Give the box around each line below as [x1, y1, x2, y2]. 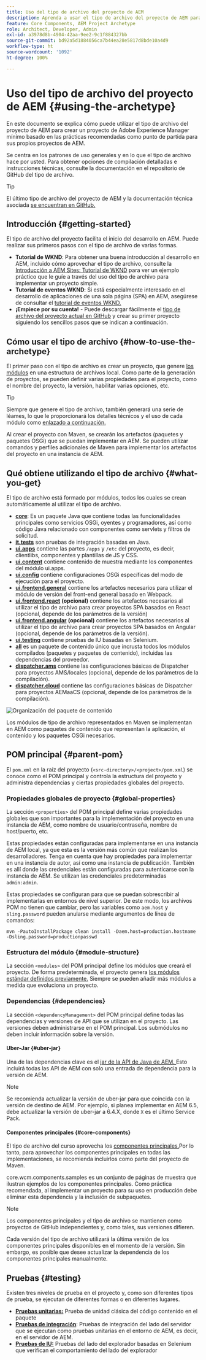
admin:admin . [6, 879, 39, 886]
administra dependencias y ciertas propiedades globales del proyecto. [6, 779, 185, 786]
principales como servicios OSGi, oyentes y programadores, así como [15, 519, 192, 526]
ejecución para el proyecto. [15, 578, 85, 585]
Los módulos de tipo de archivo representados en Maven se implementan [6, 719, 192, 726]
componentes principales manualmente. [6, 1255, 109, 1262]
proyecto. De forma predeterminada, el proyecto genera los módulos [6, 968, 180, 976]
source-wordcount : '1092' [6, 49, 72, 55]
